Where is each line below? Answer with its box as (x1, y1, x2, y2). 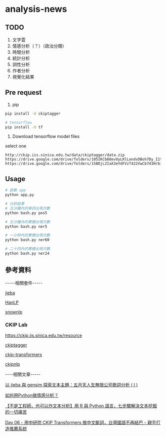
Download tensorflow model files (12, 133, 80, 139)
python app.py (5, 193, 35, 198)
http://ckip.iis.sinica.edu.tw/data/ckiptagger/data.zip (5, 153, 125, 158)
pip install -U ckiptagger (5, 111, 61, 116)
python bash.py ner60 (5, 238, 50, 242)
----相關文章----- (5, 371, 41, 377)
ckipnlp (5, 361, 20, 367)
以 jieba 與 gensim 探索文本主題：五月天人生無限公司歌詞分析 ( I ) (5, 382, 138, 388)
